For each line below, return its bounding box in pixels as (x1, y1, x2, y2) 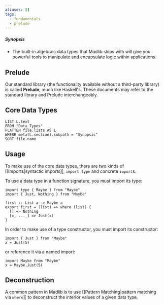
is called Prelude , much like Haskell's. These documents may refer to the (5, 87, 154, 93)
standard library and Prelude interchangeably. (5, 92, 98, 98)
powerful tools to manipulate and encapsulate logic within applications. (12, 54, 157, 60)
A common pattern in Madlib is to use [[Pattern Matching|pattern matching (5, 289, 157, 295)
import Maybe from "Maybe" (5, 258, 61, 263)
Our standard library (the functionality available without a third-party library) (5, 81, 160, 87)
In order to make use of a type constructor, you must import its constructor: (5, 226, 159, 232)
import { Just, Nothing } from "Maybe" (5, 191, 87, 196)
